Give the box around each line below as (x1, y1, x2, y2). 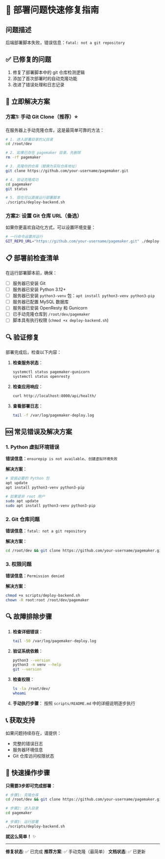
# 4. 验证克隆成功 (5, 177, 39, 182)
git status (5, 186, 28, 191)
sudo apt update (5, 498, 39, 503)
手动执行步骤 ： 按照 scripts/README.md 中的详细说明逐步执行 (12, 700, 136, 706)
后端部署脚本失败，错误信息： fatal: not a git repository (5, 40, 125, 45)
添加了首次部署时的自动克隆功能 (12, 75, 77, 81)
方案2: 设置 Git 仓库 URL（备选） (5, 213, 82, 219)
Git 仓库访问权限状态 (12, 753, 54, 759)
